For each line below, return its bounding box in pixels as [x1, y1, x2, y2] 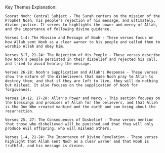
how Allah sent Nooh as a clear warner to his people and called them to [5, 39, 161, 44]
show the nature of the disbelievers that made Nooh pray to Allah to [5, 74, 154, 79]
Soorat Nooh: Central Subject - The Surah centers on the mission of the [5, 14, 161, 19]
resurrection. [5, 109, 35, 114]
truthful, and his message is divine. [5, 143, 85, 148]
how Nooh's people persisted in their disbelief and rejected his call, [5, 57, 158, 62]
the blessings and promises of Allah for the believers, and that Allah [5, 100, 158, 105]
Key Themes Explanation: [5, 4, 57, 10]
